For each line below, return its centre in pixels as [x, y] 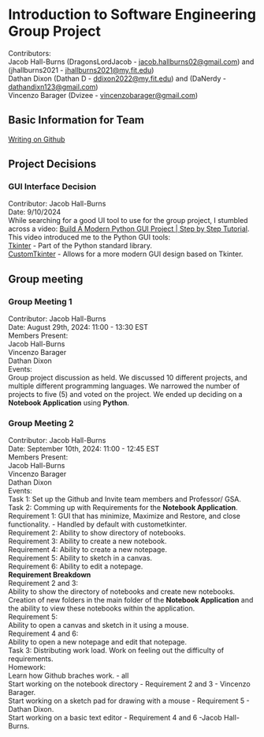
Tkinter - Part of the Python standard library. [80, 246]
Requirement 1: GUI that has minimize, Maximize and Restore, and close [124, 516]
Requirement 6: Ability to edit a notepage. [76, 566]
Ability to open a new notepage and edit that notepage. [98, 642]
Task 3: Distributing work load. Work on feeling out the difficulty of [116, 651]
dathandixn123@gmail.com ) [53, 87]
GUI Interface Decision [52, 187]
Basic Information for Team [76, 120]
